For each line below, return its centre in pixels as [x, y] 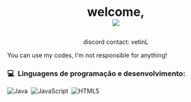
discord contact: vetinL [116, 42]
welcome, [116, 12]
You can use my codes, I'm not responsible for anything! [87, 55]
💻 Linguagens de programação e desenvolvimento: [97, 74]
